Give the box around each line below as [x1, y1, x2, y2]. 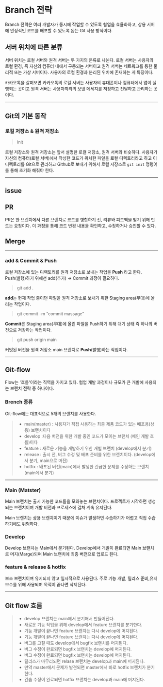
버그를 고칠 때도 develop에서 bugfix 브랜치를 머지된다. [24, 640, 128, 646]
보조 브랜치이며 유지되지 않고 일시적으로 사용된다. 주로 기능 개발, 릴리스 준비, [5, 575, 150, 581]
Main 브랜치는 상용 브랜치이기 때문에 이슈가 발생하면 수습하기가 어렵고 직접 [5, 515, 147, 521]
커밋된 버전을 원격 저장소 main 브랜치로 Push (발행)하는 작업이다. [5, 346, 128, 352]
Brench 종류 [5, 399, 33, 405]
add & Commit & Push [5, 257, 57, 264]
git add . [16, 285, 34, 290]
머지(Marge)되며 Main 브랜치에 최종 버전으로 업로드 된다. [10, 551, 119, 557]
